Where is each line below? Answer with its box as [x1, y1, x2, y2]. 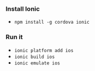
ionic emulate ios [14, 60, 60, 66]
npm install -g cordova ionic [14, 20, 90, 25]
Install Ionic [5, 5, 40, 13]
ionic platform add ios [14, 47, 74, 53]
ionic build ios [14, 54, 55, 60]
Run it [5, 33, 23, 41]
